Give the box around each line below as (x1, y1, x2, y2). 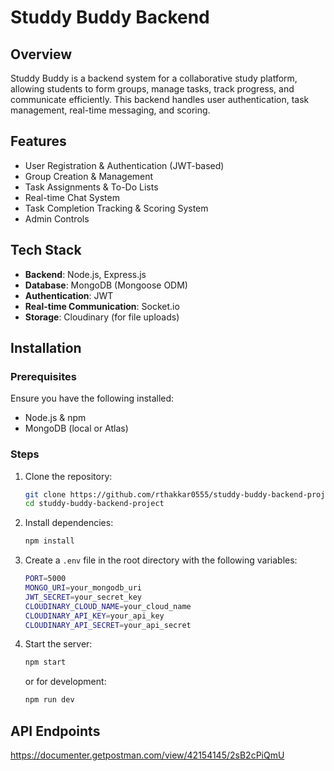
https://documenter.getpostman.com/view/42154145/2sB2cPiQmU (10, 749, 285, 761)
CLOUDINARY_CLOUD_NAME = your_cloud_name (24, 601, 192, 611)
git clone (24, 489, 67, 500)
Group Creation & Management (24, 170, 154, 182)
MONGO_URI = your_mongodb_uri (24, 583, 142, 593)
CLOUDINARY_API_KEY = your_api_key (24, 611, 165, 621)
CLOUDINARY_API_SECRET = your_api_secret (24, 620, 192, 630)
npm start (24, 657, 67, 668)
